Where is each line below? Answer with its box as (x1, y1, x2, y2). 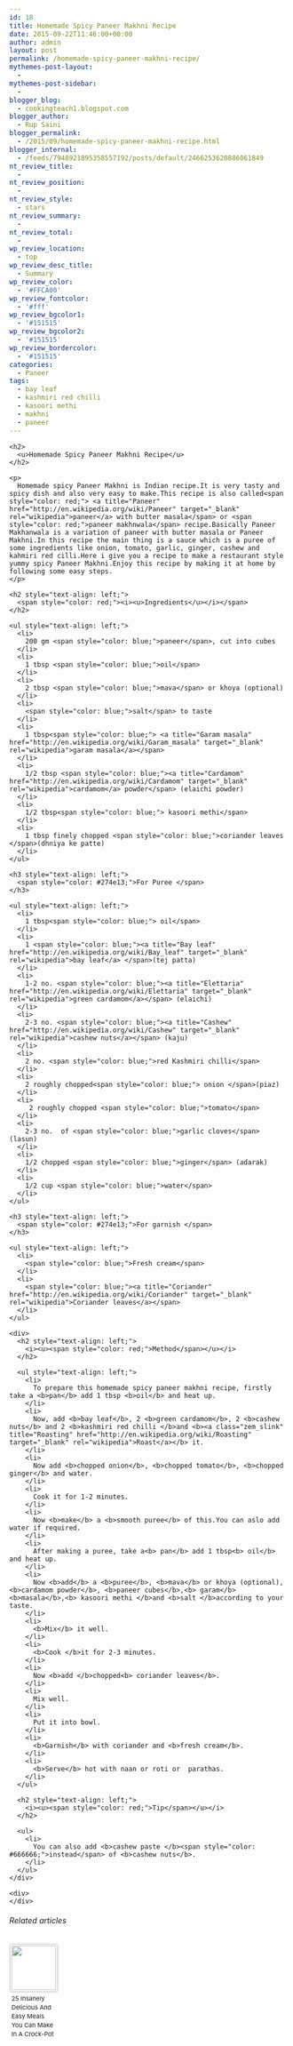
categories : (9, 360, 53, 369)
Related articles (9, 1915, 67, 1926)
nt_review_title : (9, 162, 74, 171)
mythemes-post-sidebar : (9, 79, 98, 88)
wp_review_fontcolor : (9, 294, 90, 303)
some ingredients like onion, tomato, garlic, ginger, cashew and (9, 543, 260, 552)
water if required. (9, 1523, 82, 1532)
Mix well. (32, 1694, 69, 1703)
